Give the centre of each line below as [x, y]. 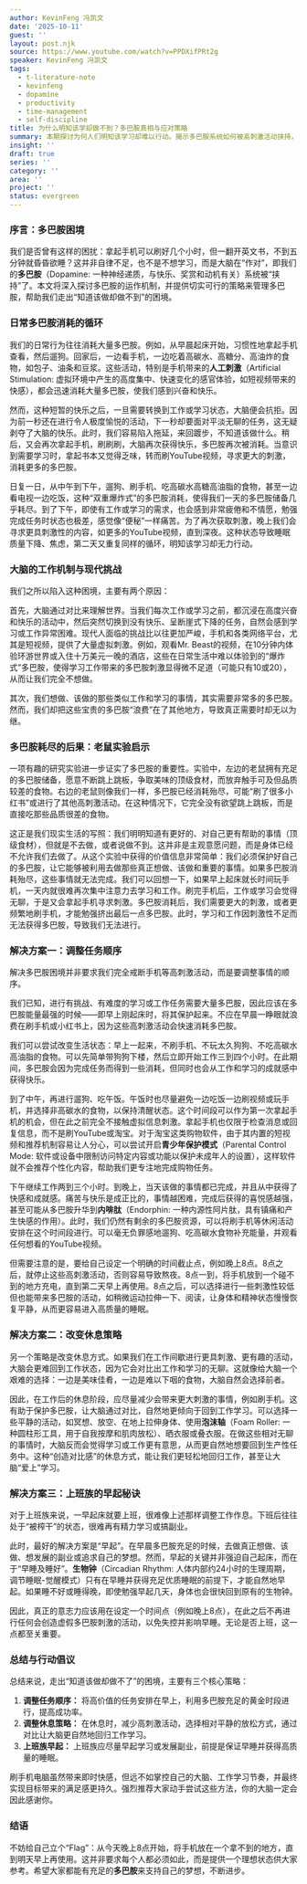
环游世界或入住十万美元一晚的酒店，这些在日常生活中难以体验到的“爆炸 [151, 656]
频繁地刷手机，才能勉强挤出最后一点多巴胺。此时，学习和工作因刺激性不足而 [153, 913]
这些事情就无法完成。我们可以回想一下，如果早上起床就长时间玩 [161, 879]
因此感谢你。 [33, 1800]
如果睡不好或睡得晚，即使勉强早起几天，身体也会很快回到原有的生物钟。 [161, 1592]
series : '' [30, 162]
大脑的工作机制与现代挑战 [66, 569]
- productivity [47, 103]
